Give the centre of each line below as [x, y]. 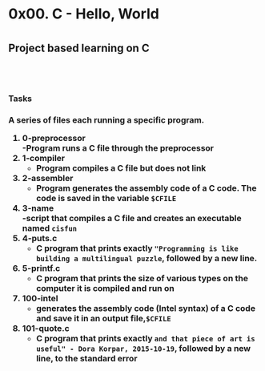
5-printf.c [41, 268]
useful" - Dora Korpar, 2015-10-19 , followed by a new [143, 348]
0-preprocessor [54, 138]
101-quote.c [46, 328]
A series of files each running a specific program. [106, 119]
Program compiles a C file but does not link [121, 167]
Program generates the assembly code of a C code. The [146, 188]
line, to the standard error [86, 358]
